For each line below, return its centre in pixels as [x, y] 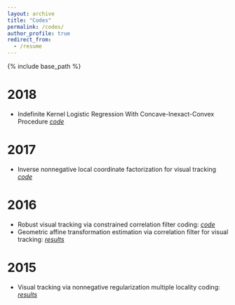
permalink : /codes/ [36, 27]
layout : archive [31, 14]
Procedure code [41, 121]
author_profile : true [39, 33]
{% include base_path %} [44, 66]
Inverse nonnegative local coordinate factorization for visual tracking [116, 169]
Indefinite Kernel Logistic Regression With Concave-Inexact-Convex [116, 114]
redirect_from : [29, 40]
